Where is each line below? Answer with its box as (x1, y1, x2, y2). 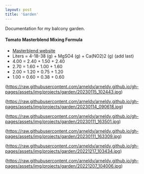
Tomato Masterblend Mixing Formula (5, 37, 83, 43)
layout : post (5, 7, 32, 12)
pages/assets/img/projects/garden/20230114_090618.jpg (5, 103, 122, 109)
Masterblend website (12, 47, 56, 53)
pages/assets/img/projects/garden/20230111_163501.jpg (5, 118, 120, 124)
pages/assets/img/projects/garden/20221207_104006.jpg (5, 163, 121, 169)
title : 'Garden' (5, 12, 39, 17)
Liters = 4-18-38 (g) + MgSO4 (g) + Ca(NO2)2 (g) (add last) (12, 53, 134, 59)
